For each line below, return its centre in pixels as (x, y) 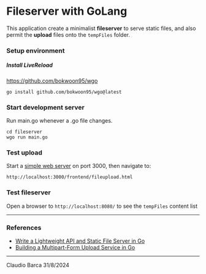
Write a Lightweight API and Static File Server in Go (80, 241)
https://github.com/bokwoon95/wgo (52, 80)
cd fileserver (25, 132)
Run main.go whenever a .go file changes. (59, 121)
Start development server (45, 107)
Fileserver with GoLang (67, 11)
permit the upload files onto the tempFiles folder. (68, 34)
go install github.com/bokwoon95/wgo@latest (64, 92)
